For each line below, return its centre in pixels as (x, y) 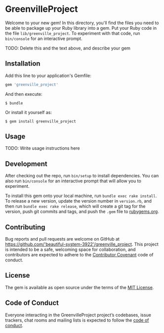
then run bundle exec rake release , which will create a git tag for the (75, 207)
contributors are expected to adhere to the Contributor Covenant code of (80, 255)
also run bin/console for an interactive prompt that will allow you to (73, 181)
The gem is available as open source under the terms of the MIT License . (80, 287)
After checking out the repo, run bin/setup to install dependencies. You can (82, 176)
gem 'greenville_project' (32, 84)
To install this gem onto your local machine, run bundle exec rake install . (81, 196)
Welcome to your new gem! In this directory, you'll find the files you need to (82, 23)
